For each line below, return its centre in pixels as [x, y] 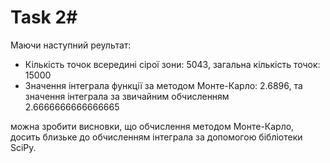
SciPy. [23, 147]
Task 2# [44, 17]
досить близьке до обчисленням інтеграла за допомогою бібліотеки [156, 137]
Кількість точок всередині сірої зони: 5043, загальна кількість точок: [172, 64]
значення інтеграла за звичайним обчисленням [127, 96]
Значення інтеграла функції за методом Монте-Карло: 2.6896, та [163, 85]
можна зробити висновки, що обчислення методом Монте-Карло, [152, 126]
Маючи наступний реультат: [71, 45]
